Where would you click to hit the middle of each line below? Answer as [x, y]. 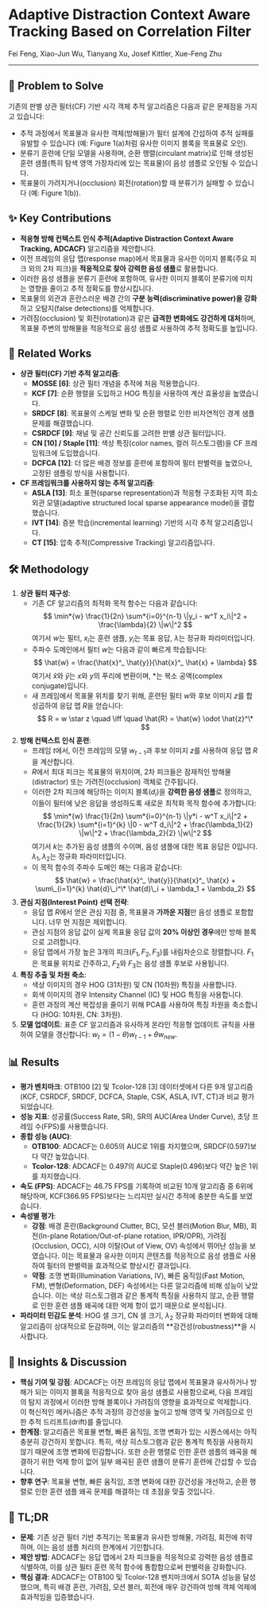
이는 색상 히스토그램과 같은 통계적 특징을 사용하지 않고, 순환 [147, 1295]
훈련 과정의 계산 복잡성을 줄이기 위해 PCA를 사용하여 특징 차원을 [131, 1004]
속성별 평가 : [38, 1216]
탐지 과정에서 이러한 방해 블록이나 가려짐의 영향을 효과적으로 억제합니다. [140, 1402]
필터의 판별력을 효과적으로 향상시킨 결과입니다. [119, 1265]
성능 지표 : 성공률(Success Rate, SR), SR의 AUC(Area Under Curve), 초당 [135, 1116]
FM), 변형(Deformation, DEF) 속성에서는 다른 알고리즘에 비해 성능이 [137, 1285]
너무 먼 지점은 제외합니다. [88, 922]
